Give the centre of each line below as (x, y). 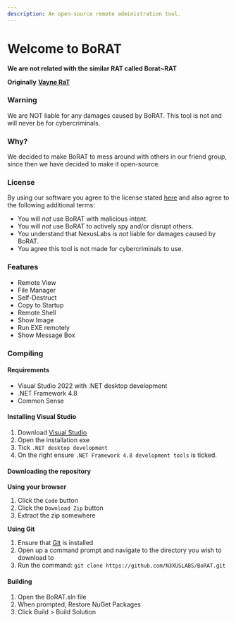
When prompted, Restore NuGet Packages (79, 604)
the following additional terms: (51, 205)
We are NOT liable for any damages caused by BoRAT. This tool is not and (114, 115)
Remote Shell (37, 312)
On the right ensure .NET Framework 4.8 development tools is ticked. (117, 455)
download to (36, 558)
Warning (22, 100)
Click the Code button (48, 501)
